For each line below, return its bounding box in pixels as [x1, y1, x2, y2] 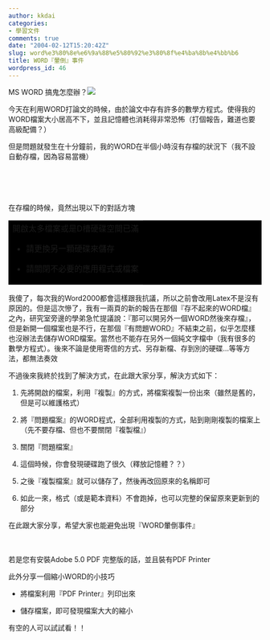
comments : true [8, 34, 59, 43]
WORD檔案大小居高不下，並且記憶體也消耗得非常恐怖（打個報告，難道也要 [8, 114, 256, 124]
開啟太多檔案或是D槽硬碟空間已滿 [12, 223, 139, 234]
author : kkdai [8, 11, 56, 20]
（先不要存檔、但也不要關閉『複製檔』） [19, 425, 151, 434]
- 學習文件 [8, 27, 40, 35]
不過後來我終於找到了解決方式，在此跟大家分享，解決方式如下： [8, 371, 219, 380]
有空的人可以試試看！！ [8, 622, 86, 632]
